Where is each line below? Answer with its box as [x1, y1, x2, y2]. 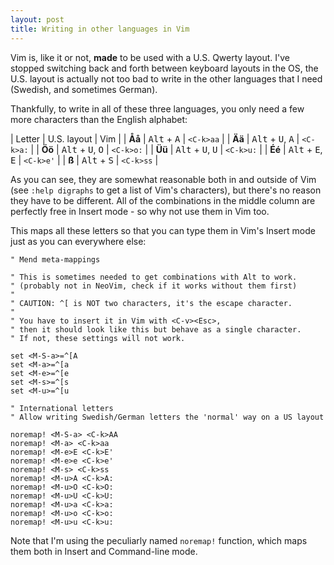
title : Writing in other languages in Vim [10, 24, 190, 34]
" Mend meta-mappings [10, 254, 101, 265]
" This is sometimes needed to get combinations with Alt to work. [10, 272, 298, 282]
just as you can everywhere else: [10, 235, 147, 247]
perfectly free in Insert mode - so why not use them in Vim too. [10, 205, 270, 217]
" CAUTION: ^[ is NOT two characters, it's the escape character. [10, 298, 293, 308]
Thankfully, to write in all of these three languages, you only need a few [10, 102, 305, 115]
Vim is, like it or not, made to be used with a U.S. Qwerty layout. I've [10, 51, 290, 63]
